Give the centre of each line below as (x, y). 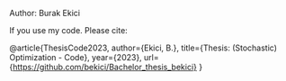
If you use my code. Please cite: (68, 30)
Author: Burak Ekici (45, 13)
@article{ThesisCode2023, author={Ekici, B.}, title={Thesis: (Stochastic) (143, 48)
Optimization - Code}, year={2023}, (76, 57)
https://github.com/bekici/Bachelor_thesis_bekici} (105, 67)
